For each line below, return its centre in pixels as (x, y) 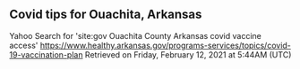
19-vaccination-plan (46, 54)
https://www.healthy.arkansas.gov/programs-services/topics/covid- (165, 45)
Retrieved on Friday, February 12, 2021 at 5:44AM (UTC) (188, 54)
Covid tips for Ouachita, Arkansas (106, 15)
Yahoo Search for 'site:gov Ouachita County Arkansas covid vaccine (135, 35)
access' (24, 45)
